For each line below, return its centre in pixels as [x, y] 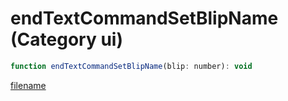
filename [28, 85]
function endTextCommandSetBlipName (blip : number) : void [131, 66]
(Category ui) [66, 39]
